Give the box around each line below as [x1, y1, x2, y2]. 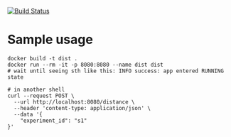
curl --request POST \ [7, 92, 75, 99]
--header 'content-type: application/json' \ [14, 104, 151, 111]
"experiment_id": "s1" [20, 117, 87, 124]
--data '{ [14, 111, 43, 118]
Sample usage [7, 32, 94, 48]
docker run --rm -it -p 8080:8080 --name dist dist [7, 61, 163, 68]
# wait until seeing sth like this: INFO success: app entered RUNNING [7, 67, 224, 75]
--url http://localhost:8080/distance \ [14, 98, 135, 106]
